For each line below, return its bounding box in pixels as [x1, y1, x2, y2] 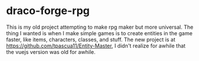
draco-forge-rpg [6, 4, 90, 18]
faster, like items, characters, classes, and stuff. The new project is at [6, 36, 176, 43]
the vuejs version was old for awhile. [6, 48, 96, 55]
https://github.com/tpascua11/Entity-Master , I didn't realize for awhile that [6, 42, 186, 49]
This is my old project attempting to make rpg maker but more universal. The [6, 23, 194, 30]
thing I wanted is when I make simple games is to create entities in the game [6, 29, 193, 36]
